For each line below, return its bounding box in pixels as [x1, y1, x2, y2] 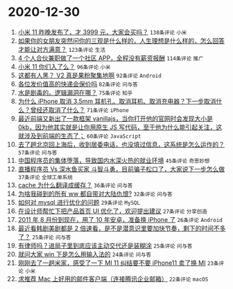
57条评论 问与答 [17, 149, 58, 156]
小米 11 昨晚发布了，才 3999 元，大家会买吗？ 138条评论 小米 [17, 28, 187, 36]
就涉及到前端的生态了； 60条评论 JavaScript [17, 131, 141, 140]
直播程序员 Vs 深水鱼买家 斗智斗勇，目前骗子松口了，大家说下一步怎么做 [17, 165, 225, 173]
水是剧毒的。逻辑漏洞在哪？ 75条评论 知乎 [17, 88, 133, 97]
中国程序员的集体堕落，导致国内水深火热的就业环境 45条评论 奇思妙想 [17, 156, 210, 165]
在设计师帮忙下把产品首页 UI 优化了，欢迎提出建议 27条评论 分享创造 [17, 207, 207, 215]
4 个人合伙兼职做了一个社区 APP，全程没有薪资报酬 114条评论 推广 [17, 53, 204, 62]
